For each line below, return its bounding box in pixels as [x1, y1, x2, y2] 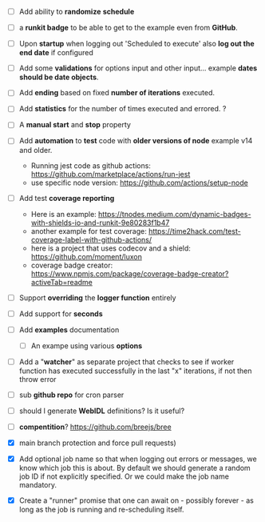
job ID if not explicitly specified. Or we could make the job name [18, 472, 229, 481]
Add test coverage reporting [18, 193, 115, 203]
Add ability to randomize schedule [18, 7, 135, 16]
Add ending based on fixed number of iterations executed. [18, 88, 215, 98]
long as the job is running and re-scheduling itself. [18, 504, 184, 515]
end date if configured [18, 48, 93, 58]
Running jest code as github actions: [30, 160, 151, 171]
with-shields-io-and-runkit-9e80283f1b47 [30, 218, 170, 227]
